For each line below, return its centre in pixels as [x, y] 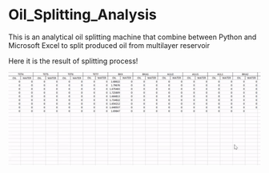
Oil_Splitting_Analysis [83, 15]
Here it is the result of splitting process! [73, 61]
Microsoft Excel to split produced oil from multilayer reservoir [109, 45]
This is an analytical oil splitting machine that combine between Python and [132, 37]
